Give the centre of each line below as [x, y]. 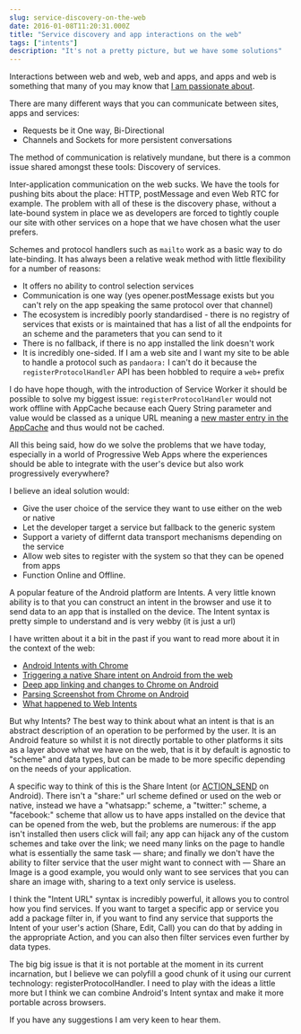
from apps [41, 566]
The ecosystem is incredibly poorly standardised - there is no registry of [156, 314]
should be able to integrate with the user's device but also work [127, 464]
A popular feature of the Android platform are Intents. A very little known [142, 593]
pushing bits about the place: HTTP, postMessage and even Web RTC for [144, 194]
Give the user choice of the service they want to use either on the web [152, 508]
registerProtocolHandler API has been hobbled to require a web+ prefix [153, 372]
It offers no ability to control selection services [108, 286]
